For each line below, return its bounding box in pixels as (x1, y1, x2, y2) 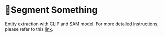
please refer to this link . (5, 26, 54, 32)
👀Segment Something (5, 4, 98, 16)
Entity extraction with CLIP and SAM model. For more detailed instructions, (5, 21, 159, 27)
